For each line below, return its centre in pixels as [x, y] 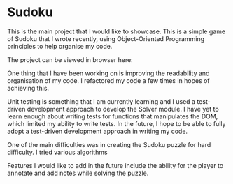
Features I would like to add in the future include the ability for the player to [115, 165]
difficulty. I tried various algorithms [57, 152]
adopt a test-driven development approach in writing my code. [97, 131]
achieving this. [28, 88]
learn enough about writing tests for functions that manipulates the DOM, [113, 116]
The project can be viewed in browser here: [70, 59]
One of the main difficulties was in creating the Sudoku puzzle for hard [109, 144]
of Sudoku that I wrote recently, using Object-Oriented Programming [106, 38]
